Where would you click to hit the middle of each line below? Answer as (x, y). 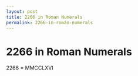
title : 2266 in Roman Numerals (44, 17)
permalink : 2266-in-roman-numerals (50, 22)
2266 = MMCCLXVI (30, 68)
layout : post (22, 11)
